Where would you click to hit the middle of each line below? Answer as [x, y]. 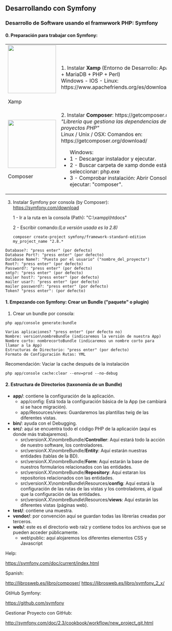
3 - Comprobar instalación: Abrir [109, 178]
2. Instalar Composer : [88, 115]
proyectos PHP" [80, 128]
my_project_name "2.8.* [38, 241]
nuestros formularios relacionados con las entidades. [76, 467]
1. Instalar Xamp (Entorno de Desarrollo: [110, 68]
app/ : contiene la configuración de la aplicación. [64, 396]
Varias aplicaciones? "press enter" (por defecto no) [64, 332]
